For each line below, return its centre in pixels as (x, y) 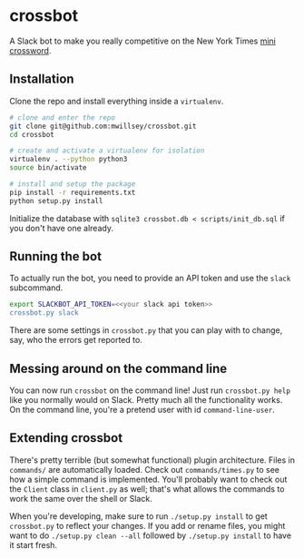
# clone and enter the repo (63, 117)
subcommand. (36, 288)
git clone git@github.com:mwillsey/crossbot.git (103, 126)
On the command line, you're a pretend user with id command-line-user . (142, 410)
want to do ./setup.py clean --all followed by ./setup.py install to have (151, 535)
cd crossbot (32, 134)
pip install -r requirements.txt (73, 192)
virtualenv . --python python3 (69, 160)
